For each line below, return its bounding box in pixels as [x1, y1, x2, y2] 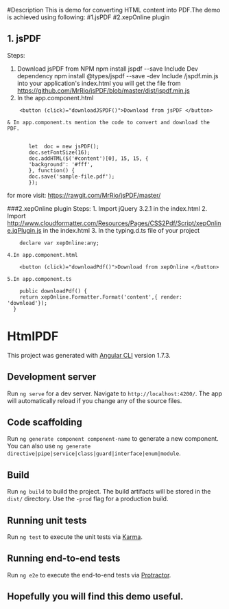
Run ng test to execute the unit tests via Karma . [7, 533, 143, 541]
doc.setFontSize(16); [28, 149, 91, 156]
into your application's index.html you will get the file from [16, 79, 181, 87]
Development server [7, 371, 97, 383]
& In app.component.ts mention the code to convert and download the [7, 119, 210, 126]
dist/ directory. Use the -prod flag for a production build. [7, 494, 169, 503]
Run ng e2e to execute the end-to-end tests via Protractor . [7, 571, 171, 579]
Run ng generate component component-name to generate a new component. [7, 435, 219, 443]
